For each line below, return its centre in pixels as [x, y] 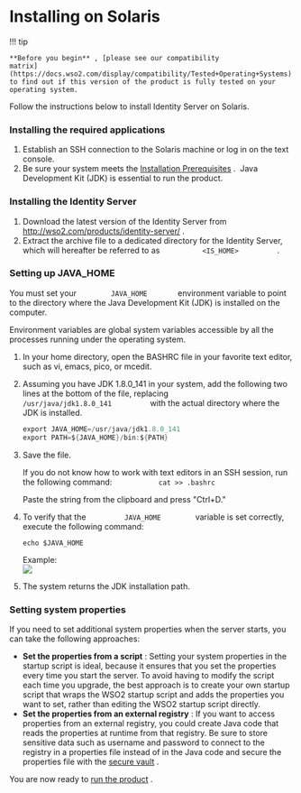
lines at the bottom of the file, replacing [96, 393]
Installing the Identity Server [73, 202]
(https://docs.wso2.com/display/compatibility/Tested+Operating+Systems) [151, 74]
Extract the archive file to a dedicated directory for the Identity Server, [152, 240]
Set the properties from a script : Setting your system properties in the [154, 656]
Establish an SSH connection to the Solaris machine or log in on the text [155, 150]
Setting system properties [68, 609]
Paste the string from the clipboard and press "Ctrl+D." [124, 499]
